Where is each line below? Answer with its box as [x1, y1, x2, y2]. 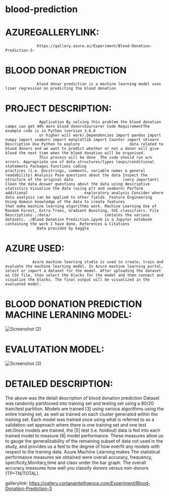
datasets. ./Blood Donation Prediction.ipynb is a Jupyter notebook [5, 217, 152, 222]
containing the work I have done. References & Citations [5, 221, 130, 226]
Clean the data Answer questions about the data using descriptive [5, 181, 150, 186]
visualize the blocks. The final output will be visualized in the [5, 277, 150, 282]
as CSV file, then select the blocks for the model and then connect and [5, 273, 164, 278]
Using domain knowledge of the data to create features [5, 199, 125, 204]
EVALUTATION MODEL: [5, 344, 104, 355]
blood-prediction [5, 4, 78, 15]
